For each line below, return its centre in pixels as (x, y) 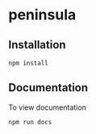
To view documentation (47, 107)
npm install (28, 63)
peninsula (42, 15)
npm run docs (30, 122)
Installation (37, 45)
